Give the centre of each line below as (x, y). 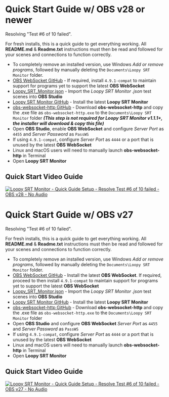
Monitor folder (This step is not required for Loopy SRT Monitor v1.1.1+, (88, 118)
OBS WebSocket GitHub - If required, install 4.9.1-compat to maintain (84, 80)
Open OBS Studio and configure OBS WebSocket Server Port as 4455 (85, 323)
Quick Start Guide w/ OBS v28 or (75, 9)
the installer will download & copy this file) (58, 123)
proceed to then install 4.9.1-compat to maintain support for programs (85, 280)
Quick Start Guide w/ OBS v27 (69, 214)
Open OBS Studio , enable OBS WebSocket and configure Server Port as (88, 129)
